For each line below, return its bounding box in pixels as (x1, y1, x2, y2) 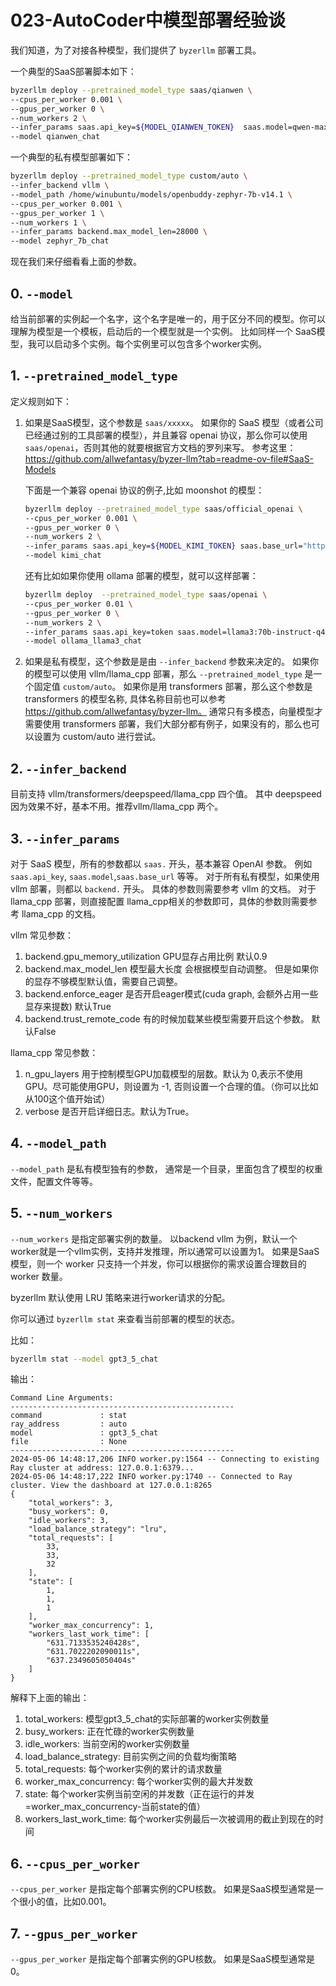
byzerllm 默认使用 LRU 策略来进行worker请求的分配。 (10, 1291, 231, 1303)
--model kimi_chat (24, 551, 102, 561)
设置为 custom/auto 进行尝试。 (33, 731, 162, 743)
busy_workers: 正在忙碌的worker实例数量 (24, 1726, 195, 1738)
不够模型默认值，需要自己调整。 (51, 975, 183, 987)
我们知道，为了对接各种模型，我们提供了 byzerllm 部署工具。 (10, 44, 262, 56)
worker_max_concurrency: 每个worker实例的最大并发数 (24, 1776, 254, 1788)
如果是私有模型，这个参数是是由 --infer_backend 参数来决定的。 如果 (24, 656, 310, 668)
